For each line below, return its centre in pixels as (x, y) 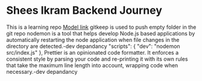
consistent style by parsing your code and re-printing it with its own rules (97, 59)
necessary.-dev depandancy (42, 71)
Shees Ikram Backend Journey (84, 10)
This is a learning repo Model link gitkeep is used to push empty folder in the (101, 27)
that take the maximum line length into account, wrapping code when (92, 65)
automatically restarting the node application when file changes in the (93, 40)
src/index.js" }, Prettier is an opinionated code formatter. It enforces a (93, 52)
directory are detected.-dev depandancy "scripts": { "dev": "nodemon (93, 46)
